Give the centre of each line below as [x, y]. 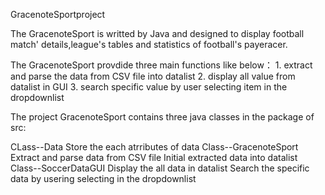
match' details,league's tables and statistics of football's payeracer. [149, 44]
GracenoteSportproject [58, 14]
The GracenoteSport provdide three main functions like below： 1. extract [161, 65]
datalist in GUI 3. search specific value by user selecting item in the [149, 87]
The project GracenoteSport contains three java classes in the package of [162, 117]
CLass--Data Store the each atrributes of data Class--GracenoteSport [154, 147]
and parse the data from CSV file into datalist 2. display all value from [153, 76]
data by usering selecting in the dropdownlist [103, 178]
